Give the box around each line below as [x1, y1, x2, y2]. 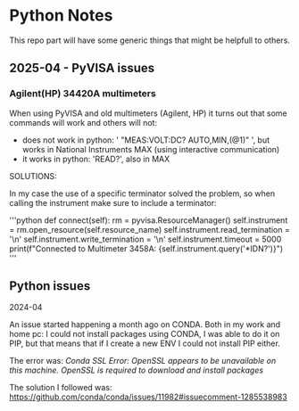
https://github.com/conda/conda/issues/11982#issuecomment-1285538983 [9, 391, 287, 402]
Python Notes [9, 5, 113, 26]
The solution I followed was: [9, 382, 112, 393]
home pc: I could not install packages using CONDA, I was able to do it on [9, 329, 280, 340]
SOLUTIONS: [9, 170, 58, 181]
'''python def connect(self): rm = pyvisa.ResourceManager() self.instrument [9, 215, 288, 226]
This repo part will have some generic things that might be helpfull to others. [9, 35, 290, 45]
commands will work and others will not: [9, 117, 158, 127]
